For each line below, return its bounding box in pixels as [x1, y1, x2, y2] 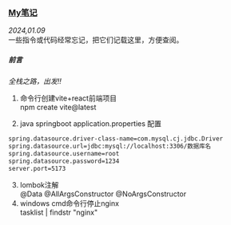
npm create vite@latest [19, 102, 97, 112]
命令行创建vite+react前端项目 [19, 93, 117, 103]
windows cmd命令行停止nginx [19, 198, 120, 208]
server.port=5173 [8, 164, 66, 172]
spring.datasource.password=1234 [8, 157, 120, 165]
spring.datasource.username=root [8, 150, 120, 158]
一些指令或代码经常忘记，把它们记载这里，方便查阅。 [8, 35, 184, 45]
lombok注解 [19, 180, 59, 189]
